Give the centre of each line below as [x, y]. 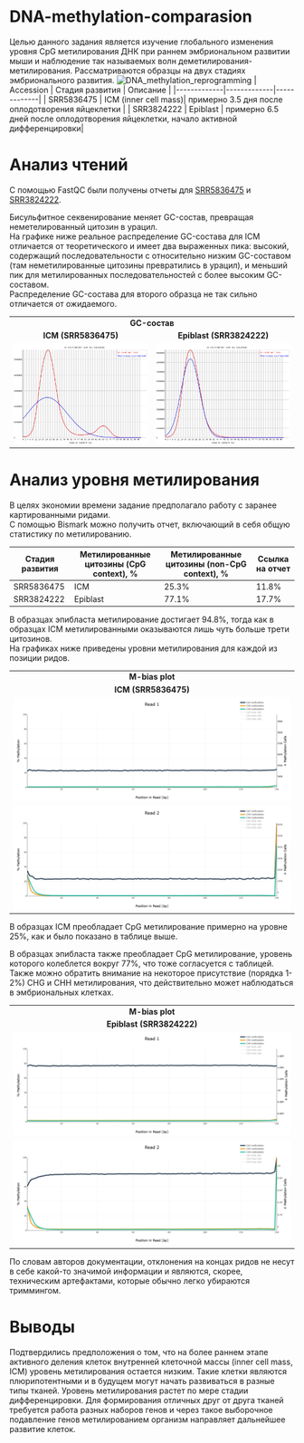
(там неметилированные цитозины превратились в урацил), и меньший [148, 265]
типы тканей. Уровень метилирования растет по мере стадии [129, 1390]
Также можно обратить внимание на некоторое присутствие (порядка [146, 973]
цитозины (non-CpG [206, 564]
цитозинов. [31, 638]
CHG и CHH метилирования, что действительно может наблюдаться [160, 983]
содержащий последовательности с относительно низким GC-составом [150, 255]
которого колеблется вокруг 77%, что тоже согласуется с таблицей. [142, 964]
